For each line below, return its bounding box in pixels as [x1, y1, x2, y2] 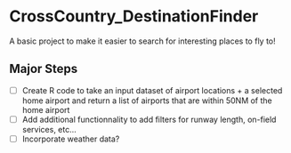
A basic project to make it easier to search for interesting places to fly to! [9, 36, 276, 46]
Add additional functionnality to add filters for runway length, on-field [21, 114, 277, 125]
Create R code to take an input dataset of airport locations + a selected [21, 85, 283, 95]
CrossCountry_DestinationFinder [9, 6, 259, 27]
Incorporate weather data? [21, 133, 120, 144]
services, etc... [21, 124, 77, 134]
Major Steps [9, 61, 78, 76]
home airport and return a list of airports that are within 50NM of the [21, 95, 273, 106]
